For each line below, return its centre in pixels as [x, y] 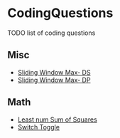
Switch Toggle [39, 127]
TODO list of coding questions [51, 33]
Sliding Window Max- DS [54, 72]
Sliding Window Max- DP [54, 80]
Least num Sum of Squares [57, 120]
